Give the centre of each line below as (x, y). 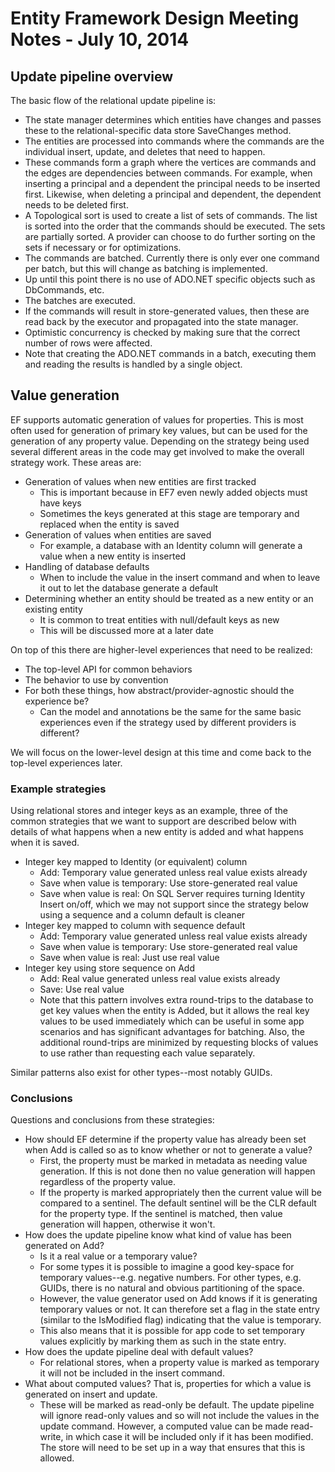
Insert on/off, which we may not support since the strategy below (174, 904)
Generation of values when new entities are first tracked (140, 481)
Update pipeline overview (92, 76)
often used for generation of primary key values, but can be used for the (159, 430)
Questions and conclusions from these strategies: (112, 1120)
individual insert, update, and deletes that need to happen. (145, 151)
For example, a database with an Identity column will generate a (171, 545)
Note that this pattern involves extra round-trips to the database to (176, 1000)
